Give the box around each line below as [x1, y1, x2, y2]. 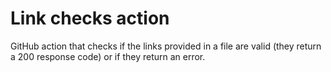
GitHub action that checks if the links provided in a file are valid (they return [10, 40, 322, 52]
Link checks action [10, 7, 170, 30]
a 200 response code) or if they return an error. [10, 50, 206, 62]
